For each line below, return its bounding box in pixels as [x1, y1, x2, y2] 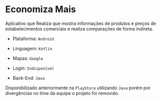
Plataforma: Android [12, 36, 54, 42]
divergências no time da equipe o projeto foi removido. [5, 90, 119, 96]
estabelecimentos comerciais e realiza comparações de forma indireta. [5, 25, 153, 31]
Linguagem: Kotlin [12, 45, 53, 51]
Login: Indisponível [12, 65, 55, 71]
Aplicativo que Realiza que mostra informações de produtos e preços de [5, 20, 156, 26]
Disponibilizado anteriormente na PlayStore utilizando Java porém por [5, 85, 151, 91]
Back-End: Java [12, 75, 45, 81]
